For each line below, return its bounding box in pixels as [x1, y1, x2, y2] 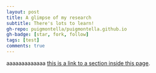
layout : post [6, 9, 40, 15]
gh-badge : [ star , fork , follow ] [6, 32, 89, 38]
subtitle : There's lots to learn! [6, 20, 95, 26]
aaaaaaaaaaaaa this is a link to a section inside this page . [6, 59, 150, 67]
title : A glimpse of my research [6, 15, 92, 21]
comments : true [6, 43, 45, 49]
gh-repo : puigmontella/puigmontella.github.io [6, 26, 127, 32]
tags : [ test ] [6, 37, 40, 43]
